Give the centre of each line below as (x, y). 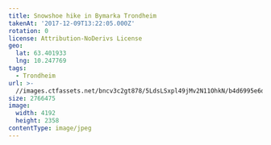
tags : (17, 68)
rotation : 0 (28, 31)
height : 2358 (38, 121)
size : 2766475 (32, 98)
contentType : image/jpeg (50, 128)
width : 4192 (36, 114)
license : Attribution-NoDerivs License (75, 38)
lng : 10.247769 (41, 61)
